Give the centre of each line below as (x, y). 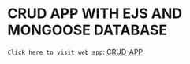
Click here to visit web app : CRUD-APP (75, 52)
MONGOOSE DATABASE (88, 30)
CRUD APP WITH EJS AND (95, 14)
